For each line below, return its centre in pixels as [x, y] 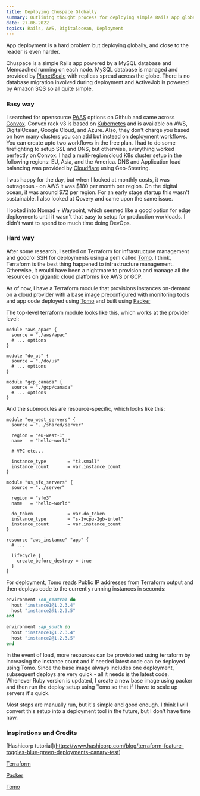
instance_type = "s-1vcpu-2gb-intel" [68, 519]
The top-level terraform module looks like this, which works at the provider [98, 312]
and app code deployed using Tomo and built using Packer [78, 301]
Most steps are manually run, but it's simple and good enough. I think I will [97, 705]
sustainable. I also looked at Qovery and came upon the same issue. [90, 198]
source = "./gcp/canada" [42, 387]
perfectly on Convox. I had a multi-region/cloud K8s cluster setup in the [94, 155]
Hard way [20, 238]
